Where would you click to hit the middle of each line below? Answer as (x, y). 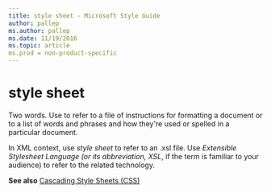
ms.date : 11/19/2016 (43, 38)
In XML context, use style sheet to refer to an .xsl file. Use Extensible (123, 148)
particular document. (43, 132)
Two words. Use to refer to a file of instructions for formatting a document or (136, 115)
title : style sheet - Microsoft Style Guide (84, 16)
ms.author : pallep (39, 31)
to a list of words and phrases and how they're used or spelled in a (119, 123)
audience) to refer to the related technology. (82, 165)
